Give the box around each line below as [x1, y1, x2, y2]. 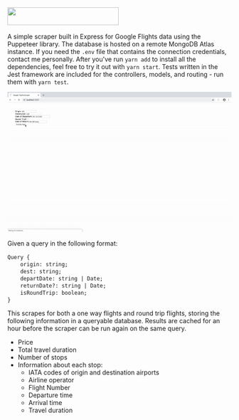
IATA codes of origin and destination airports [28, 368, 160, 377]
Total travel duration [17, 345, 77, 354]
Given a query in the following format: [7, 239, 118, 248]
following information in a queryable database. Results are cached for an [7, 317, 221, 325]
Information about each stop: [17, 361, 103, 369]
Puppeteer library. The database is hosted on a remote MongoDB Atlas [7, 40, 215, 48]
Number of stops [17, 353, 68, 362]
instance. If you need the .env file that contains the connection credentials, [7, 48, 227, 56]
